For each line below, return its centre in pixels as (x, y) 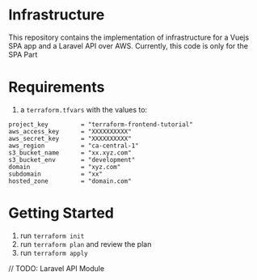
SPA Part (23, 54)
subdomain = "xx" (56, 174)
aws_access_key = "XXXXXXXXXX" (70, 131)
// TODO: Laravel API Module (57, 268)
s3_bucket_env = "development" (72, 159)
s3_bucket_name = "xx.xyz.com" (70, 153)
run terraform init (52, 235)
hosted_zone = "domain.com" (70, 181)
